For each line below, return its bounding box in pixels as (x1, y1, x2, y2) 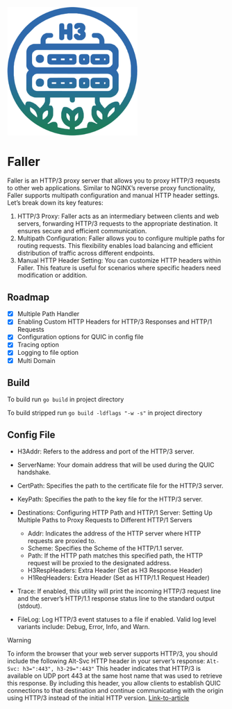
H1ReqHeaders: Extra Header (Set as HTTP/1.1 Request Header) (27, 574, 210, 582)
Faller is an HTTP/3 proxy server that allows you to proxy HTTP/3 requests (7, 176, 221, 185)
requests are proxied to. (27, 537, 97, 545)
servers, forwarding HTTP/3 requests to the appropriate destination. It (17, 219, 218, 228)
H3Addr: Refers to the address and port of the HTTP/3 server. (17, 447, 194, 456)
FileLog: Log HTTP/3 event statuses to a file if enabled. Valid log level (17, 615, 217, 624)
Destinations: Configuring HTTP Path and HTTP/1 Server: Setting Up (17, 508, 213, 517)
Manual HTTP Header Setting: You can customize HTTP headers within (17, 256, 221, 265)
